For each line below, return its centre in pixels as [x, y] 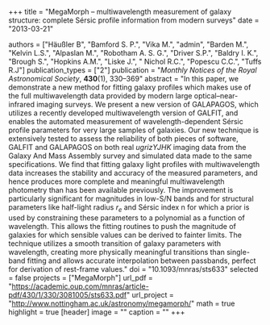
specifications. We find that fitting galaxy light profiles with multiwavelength [134, 164]
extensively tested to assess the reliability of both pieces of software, [124, 139]
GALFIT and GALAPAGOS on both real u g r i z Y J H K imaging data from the [128, 147]
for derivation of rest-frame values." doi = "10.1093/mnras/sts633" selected [133, 269]
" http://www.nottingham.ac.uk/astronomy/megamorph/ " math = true [122, 303]
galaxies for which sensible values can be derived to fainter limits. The [125, 235]
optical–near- [216, 96]
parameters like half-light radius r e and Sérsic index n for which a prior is [129, 208]
